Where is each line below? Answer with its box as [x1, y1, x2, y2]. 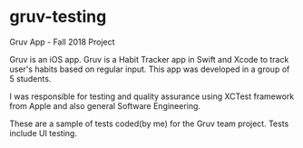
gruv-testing [9, 6, 107, 27]
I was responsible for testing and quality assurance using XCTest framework [9, 91, 295, 102]
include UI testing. [9, 127, 77, 138]
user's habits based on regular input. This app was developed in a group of [9, 64, 290, 74]
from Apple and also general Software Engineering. [9, 100, 201, 111]
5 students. [9, 73, 52, 84]
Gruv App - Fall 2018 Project [9, 36, 115, 47]
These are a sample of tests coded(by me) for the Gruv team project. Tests [9, 118, 289, 129]
